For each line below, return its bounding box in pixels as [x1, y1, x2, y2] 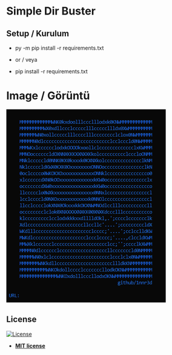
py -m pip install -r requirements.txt [15, 44, 104, 51]
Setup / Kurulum [6, 28, 70, 39]
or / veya [15, 56, 38, 63]
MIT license [15, 342, 45, 349]
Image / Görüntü [6, 89, 90, 103]
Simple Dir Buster [6, 4, 96, 18]
